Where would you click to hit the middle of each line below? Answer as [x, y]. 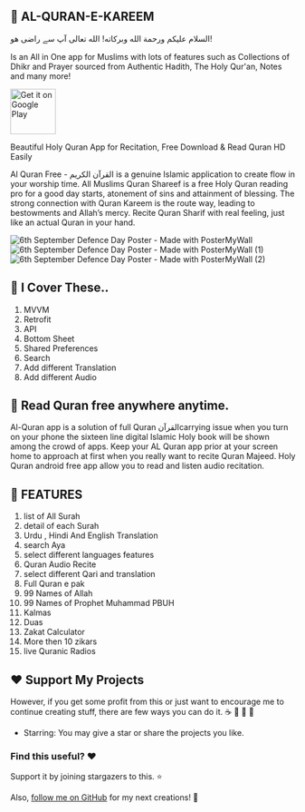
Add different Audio [60, 377]
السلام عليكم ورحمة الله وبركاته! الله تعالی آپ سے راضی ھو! [111, 38]
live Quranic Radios [59, 651]
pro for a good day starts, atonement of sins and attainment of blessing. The [152, 193]
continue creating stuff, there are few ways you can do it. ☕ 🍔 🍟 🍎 [132, 712]
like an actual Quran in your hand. [73, 222]
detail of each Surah [61, 526]
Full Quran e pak [54, 584]
